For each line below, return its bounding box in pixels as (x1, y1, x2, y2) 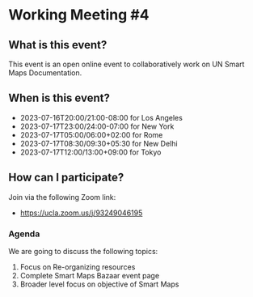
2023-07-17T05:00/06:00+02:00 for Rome (19, 129, 163, 139)
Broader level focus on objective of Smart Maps (19, 279, 179, 289)
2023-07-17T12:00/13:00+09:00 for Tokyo (19, 147, 162, 157)
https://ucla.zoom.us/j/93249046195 (19, 208, 143, 218)
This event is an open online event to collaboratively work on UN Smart (8, 59, 245, 69)
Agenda (8, 228, 40, 240)
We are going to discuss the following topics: (8, 246, 158, 256)
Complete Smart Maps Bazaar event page (19, 270, 160, 280)
